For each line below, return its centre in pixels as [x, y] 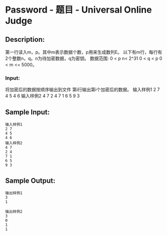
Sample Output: [30, 180]
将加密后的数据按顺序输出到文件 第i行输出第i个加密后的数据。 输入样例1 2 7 [82, 90]
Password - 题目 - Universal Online [78, 10]
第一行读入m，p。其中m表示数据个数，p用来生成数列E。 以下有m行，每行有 [84, 52]
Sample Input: [28, 112]
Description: [25, 40]
